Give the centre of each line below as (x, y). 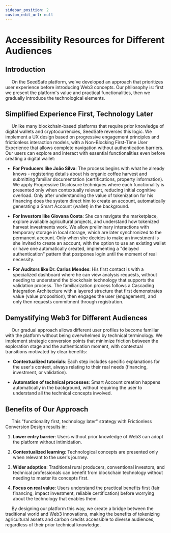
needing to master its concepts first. (51, 478)
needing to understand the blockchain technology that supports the (83, 280)
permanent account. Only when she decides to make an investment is (86, 238)
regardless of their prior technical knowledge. (53, 524)
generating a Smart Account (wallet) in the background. (71, 206)
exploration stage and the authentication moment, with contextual (74, 346)
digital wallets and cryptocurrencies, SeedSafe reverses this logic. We (79, 132)
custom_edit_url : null (29, 15)
